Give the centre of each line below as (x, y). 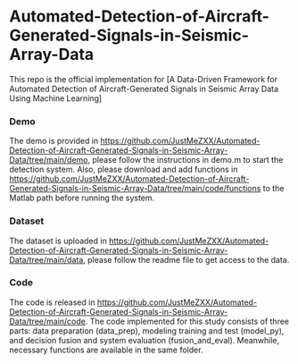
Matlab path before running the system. (82, 198)
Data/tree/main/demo (49, 160)
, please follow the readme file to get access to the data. (186, 259)
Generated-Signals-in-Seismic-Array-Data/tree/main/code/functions (135, 189)
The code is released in (52, 302)
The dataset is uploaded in (58, 241)
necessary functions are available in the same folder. (106, 350)
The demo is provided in (54, 141)
